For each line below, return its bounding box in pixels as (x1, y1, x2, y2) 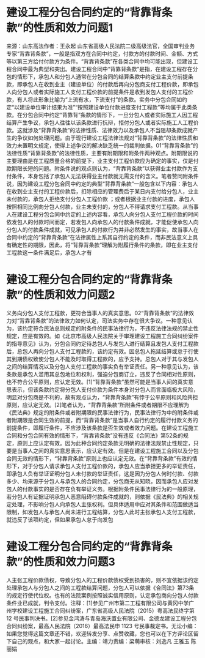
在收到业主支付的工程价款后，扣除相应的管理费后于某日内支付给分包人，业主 (6, 187, 199, 195)
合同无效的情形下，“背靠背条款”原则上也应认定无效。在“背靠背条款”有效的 (6, 454, 192, 462)
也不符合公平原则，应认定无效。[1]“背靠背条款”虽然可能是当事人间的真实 (6, 378, 189, 386)
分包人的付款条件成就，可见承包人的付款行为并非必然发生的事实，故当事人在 (6, 226, 199, 233)
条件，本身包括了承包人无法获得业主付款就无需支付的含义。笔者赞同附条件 (11, 172, 199, 179)
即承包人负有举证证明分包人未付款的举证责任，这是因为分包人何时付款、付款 (6, 469, 199, 477)
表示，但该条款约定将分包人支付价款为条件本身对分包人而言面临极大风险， (11, 386, 199, 393)
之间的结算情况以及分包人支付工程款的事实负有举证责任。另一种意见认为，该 (6, 362, 199, 370)
